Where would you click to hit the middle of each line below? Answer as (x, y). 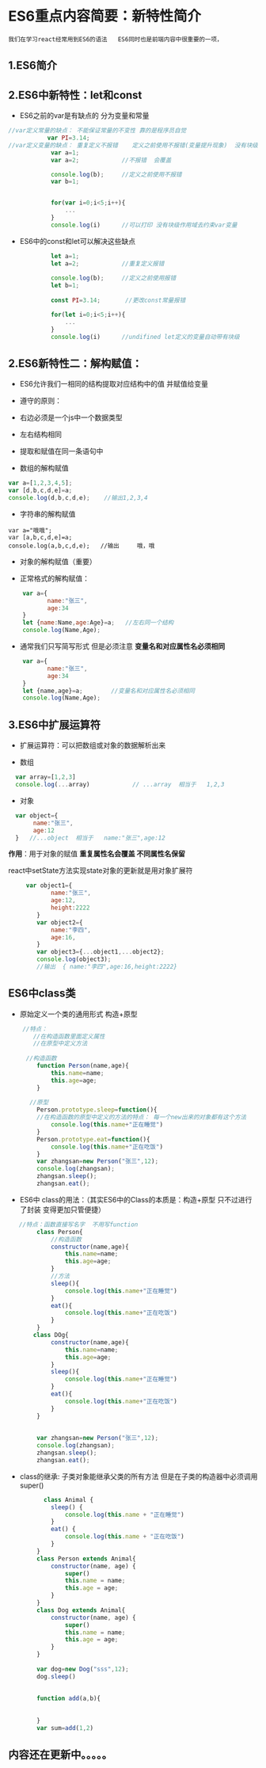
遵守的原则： (40, 401)
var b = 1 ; (65, 182)
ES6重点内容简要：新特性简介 (105, 16)
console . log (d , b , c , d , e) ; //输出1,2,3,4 (78, 497)
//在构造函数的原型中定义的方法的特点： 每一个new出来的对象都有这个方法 (142, 1118)
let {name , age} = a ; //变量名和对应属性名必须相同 (109, 691)
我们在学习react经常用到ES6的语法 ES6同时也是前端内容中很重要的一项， (116, 39)
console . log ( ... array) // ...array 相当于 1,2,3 (120, 785)
